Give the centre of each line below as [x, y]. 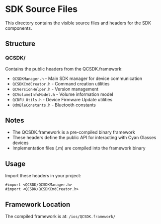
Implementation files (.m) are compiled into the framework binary [79, 148]
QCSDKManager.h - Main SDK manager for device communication [77, 78]
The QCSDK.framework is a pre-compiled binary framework [74, 132]
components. [19, 28]
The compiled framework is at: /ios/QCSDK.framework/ [60, 217]
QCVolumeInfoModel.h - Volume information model [63, 94]
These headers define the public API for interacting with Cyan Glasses [84, 138]
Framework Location [38, 204]
